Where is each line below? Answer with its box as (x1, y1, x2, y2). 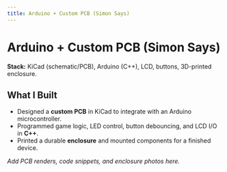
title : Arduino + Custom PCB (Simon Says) (7, 10, 130, 17)
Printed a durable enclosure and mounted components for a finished (16, 136, 211, 145)
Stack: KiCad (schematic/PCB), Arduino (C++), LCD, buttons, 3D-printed (7, 62, 212, 71)
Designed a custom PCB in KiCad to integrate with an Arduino (16, 108, 192, 116)
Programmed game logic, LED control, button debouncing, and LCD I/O (16, 122, 217, 130)
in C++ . (16, 130, 39, 138)
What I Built (7, 89, 57, 101)
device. (16, 144, 38, 152)
